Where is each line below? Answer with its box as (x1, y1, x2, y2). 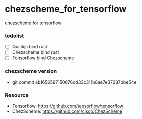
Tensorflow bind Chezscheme (12, 55, 74, 61)
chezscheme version (5, 68, 57, 75)
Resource (5, 91, 29, 98)
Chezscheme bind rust (12, 49, 59, 55)
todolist (5, 32, 24, 39)
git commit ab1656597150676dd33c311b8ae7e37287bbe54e (12, 79, 137, 85)
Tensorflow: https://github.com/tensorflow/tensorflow (12, 103, 124, 109)
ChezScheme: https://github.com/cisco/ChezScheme (12, 108, 123, 114)
